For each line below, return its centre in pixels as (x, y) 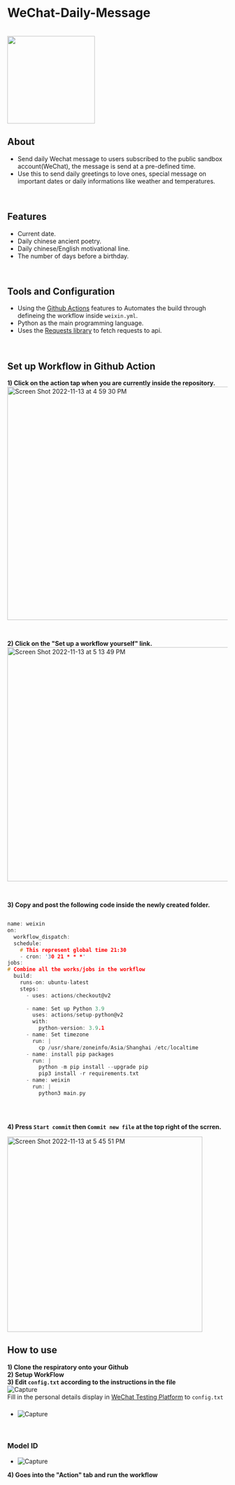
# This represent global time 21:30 (73, 950)
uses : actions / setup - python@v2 (78, 1015)
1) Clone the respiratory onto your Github (68, 1367)
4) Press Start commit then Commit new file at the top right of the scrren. (114, 1126)
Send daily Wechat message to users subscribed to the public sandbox (120, 158)
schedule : (28, 944)
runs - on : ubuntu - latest (55, 983)
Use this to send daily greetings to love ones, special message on (112, 174)
